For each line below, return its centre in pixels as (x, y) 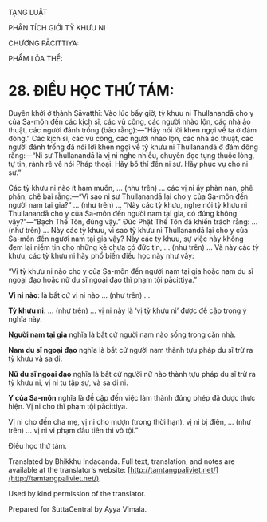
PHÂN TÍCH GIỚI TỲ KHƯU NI (57, 28)
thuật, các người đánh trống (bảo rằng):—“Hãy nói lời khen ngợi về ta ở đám (133, 130)
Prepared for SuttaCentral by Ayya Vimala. (78, 509)
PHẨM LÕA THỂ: (35, 59)
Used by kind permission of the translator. (77, 493)
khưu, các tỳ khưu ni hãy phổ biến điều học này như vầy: (101, 255)
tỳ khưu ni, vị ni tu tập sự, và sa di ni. (69, 382)
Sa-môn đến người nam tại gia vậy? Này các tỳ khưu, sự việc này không (126, 239)
